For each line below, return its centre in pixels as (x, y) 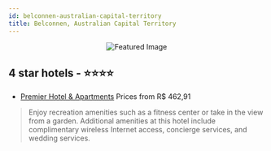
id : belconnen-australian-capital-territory (85, 16)
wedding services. (59, 138)
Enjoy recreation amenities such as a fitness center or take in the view (146, 112)
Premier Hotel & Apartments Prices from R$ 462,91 (105, 97)
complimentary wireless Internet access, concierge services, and (138, 130)
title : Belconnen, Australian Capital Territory (92, 24)
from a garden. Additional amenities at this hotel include (122, 121)
